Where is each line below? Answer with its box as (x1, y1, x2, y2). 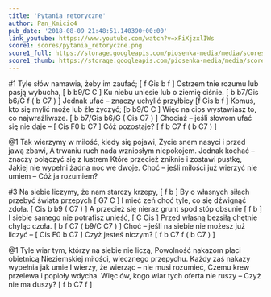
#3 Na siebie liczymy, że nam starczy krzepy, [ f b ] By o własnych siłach (8, 187, 250, 196)
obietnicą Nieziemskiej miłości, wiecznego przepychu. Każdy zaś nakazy (8, 254, 251, 263)
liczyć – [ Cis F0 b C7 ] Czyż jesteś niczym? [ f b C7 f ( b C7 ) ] (8, 229, 215, 239)
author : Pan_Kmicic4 (8, 19, 78, 27)
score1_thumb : (8, 57, 56, 65)
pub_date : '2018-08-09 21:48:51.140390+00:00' (8, 27, 168, 35)
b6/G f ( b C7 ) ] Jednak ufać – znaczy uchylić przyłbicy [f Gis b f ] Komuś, (8, 96, 256, 105)
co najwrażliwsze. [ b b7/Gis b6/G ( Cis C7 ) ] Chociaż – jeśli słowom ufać (8, 113, 252, 122)
